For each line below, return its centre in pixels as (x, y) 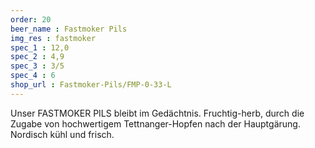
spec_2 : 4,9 (37, 57)
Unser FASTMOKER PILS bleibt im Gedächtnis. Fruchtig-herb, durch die (157, 113)
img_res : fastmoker (53, 38)
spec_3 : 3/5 (37, 66)
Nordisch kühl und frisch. (62, 134)
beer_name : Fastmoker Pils (69, 29)
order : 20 (31, 19)
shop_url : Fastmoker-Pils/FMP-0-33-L (91, 85)
